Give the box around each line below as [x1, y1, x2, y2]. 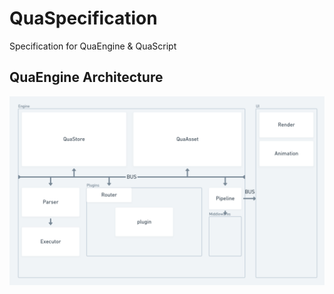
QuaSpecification [9, 7, 158, 30]
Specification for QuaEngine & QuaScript [9, 40, 177, 52]
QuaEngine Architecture [9, 69, 164, 86]
